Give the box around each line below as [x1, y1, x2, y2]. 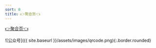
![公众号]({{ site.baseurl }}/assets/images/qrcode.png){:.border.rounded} [5, 37, 151, 43]
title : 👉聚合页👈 [5, 12, 40, 16]
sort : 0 [5, 7, 21, 12]
